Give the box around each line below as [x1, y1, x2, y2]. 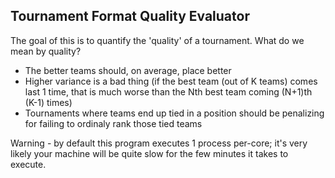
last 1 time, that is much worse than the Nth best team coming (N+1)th [24, 85, 313, 98]
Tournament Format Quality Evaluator [10, 8, 250, 25]
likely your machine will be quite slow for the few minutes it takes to [10, 147, 289, 159]
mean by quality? [10, 45, 82, 57]
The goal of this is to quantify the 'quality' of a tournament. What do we [10, 34, 305, 46]
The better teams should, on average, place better [24, 64, 232, 76]
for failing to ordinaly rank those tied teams [24, 117, 203, 129]
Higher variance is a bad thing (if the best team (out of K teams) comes [24, 75, 318, 87]
